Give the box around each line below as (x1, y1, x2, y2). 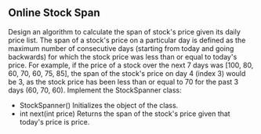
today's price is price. (19, 117, 90, 126)
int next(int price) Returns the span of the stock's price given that (19, 109, 230, 118)
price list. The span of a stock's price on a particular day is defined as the (8, 35, 246, 45)
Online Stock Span (8, 6, 100, 20)
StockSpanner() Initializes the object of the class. (19, 100, 179, 110)
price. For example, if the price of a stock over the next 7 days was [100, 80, (8, 60, 254, 70)
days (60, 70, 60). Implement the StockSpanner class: (8, 85, 182, 95)
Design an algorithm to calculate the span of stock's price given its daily (8, 27, 241, 36)
